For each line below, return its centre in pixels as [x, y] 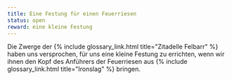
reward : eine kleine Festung [50, 27]
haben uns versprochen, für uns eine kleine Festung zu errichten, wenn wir [116, 54]
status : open [26, 20]
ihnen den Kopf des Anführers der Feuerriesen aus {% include [97, 62]
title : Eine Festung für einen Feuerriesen [72, 14]
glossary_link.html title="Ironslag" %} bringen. [74, 69]
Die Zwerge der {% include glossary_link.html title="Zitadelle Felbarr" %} [113, 47]
